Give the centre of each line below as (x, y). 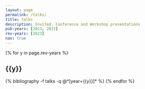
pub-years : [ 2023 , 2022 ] (32, 29)
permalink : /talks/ (26, 15)
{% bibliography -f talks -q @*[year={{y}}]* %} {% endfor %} (70, 81)
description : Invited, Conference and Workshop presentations (73, 24)
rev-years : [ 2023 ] (25, 34)
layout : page (19, 10)
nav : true (16, 39)
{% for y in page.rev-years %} (37, 53)
